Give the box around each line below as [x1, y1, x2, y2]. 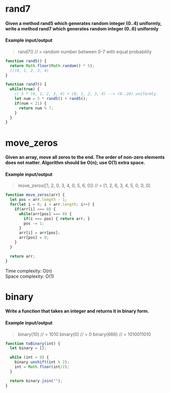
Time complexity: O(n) [5, 268, 53, 274]
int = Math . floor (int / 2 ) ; [14, 364, 70, 370]
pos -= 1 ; [23, 221, 44, 226]
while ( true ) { [10, 87, 40, 92]
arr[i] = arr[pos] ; [18, 230, 60, 235]
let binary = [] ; [10, 346, 47, 351]
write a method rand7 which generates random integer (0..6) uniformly [5, 25, 159, 32]
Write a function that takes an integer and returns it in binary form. [5, 308, 150, 314]
